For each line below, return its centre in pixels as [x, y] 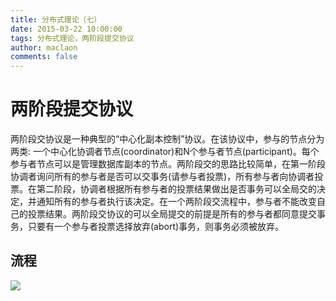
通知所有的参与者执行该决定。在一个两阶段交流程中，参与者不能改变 [176, 202]
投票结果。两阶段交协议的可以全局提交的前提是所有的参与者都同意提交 [172, 214]
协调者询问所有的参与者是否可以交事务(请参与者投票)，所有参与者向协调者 [162, 177]
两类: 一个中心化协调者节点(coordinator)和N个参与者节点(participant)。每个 [165, 152]
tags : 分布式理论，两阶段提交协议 [72, 38]
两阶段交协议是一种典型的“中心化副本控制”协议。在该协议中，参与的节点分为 [167, 139]
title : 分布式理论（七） [56, 19]
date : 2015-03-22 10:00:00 [66, 29]
